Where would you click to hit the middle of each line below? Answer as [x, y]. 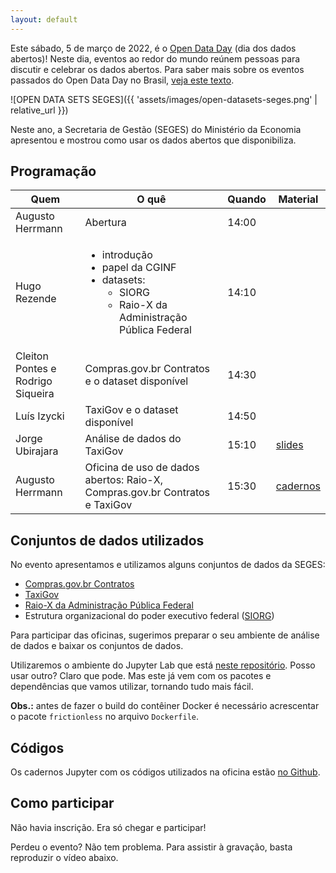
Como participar [62, 803]
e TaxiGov [108, 505]
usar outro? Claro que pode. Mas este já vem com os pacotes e [141, 676]
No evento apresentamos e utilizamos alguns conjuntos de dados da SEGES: [168, 565]
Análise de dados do [133, 439]
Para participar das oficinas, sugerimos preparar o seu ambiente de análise [165, 635]
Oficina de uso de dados [142, 468]
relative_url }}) [39, 110]
